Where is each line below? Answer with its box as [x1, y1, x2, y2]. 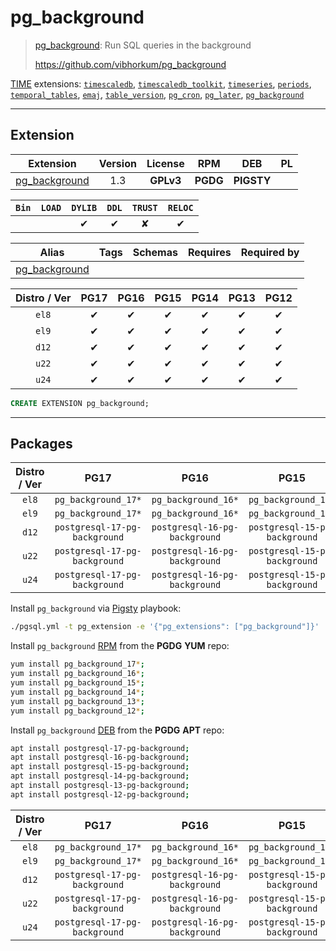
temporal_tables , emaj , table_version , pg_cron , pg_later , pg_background [10, 88, 305, 100]
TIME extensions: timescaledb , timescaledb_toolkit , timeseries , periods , [10, 77, 312, 90]
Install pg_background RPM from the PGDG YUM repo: [10, 640, 230, 652]
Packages [10, 436, 73, 453]
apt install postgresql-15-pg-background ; [10, 762, 190, 772]
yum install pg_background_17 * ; [10, 659, 145, 670]
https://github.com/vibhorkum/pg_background [34, 58, 227, 70]
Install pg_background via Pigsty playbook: [10, 602, 182, 615]
